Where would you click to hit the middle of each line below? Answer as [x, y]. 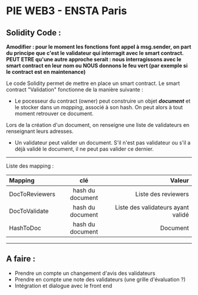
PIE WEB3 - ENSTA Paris [67, 11]
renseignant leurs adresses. [40, 131]
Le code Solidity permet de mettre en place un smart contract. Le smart [93, 83]
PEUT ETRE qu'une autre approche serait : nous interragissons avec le [94, 59]
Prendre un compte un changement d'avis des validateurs [85, 273]
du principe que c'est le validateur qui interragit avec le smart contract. [95, 53]
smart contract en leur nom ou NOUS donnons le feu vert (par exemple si [97, 65]
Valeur [179, 180]
